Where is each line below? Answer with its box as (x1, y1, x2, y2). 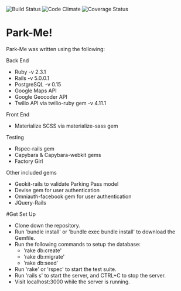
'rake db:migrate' (23, 253, 65, 260)
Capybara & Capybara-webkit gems (14, 151, 101, 158)
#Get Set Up (6, 210, 36, 218)
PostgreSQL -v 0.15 (14, 81, 62, 88)
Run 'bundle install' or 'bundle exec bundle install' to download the (14, 228, 176, 235)
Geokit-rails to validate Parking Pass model (14, 180, 119, 188)
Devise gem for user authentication (14, 186, 100, 193)
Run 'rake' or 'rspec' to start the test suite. (14, 265, 117, 273)
